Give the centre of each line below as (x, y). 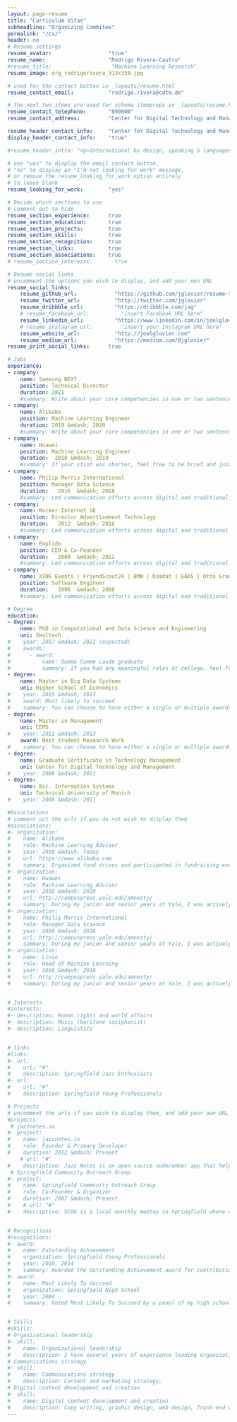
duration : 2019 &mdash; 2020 (63, 425)
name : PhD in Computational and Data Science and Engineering (113, 629)
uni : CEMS (35, 727)
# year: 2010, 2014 (41, 1264)
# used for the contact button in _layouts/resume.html (91, 86)
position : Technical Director (65, 386)
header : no (23, 40)
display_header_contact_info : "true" (68, 138)
